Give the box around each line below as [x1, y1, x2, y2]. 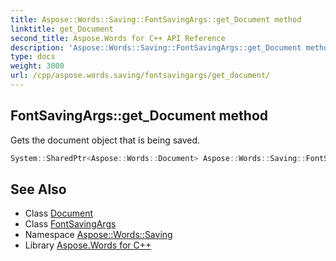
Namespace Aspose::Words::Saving [24, 229, 173, 241]
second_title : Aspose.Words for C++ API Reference [10, 33, 226, 43]
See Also [10, 181, 67, 198]
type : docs [10, 52, 56, 62]
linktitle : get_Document [10, 24, 114, 34]
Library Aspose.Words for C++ [24, 239, 152, 251]
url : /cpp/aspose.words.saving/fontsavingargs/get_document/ [10, 71, 271, 81]
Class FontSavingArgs [24, 218, 117, 230]
